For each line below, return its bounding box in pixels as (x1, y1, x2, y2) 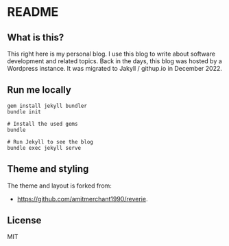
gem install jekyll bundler (7, 102, 88, 109)
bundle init (7, 108, 41, 115)
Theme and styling (7, 163, 89, 175)
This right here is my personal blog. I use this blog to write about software (7, 49, 216, 58)
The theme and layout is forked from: (7, 181, 112, 190)
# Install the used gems (7, 120, 78, 127)
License (7, 214, 42, 227)
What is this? (7, 32, 64, 43)
